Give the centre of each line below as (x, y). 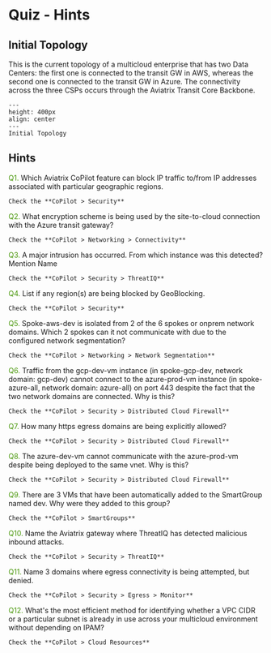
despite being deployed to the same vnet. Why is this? (99, 465)
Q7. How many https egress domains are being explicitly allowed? (117, 426)
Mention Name (33, 263)
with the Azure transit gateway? (61, 225)
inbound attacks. (36, 542)
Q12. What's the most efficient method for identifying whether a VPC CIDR (132, 610)
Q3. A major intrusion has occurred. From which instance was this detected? (135, 255)
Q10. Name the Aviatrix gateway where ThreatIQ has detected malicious (128, 533)
